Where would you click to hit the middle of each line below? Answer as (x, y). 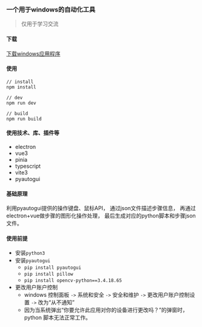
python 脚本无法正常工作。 (57, 318)
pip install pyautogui (53, 268)
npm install (21, 87)
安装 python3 (30, 253)
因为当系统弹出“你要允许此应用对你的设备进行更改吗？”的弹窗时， (106, 310)
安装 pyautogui (33, 260)
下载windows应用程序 (33, 53)
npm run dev (21, 103)
